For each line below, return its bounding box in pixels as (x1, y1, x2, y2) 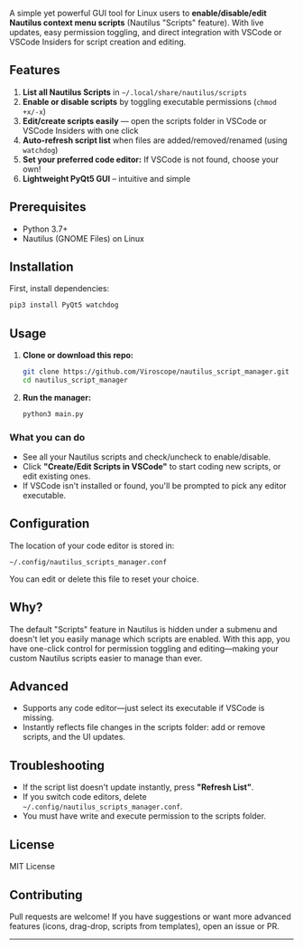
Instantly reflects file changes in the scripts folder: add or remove (22, 722, 266, 733)
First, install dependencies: (9, 283, 110, 294)
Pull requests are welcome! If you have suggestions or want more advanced (9, 911, 291, 922)
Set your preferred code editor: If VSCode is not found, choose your (22, 154, 280, 165)
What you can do (9, 431, 86, 443)
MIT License (9, 861, 56, 872)
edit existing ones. (22, 470, 91, 482)
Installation (9, 260, 74, 275)
